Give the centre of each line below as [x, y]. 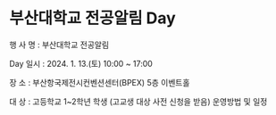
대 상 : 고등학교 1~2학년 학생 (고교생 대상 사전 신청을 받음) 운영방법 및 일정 [138, 101]
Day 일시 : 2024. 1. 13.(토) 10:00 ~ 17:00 [81, 63]
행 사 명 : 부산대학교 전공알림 [59, 45]
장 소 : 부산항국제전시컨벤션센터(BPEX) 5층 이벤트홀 [100, 82]
